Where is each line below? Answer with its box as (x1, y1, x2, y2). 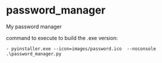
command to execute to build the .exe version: (6, 34, 119, 41)
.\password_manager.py (6, 51, 62, 57)
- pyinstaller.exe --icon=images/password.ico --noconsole (6, 45, 157, 52)
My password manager (6, 23, 62, 30)
